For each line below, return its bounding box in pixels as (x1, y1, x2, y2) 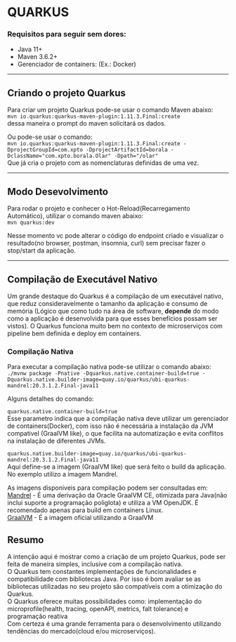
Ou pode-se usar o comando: (7, 133, 93, 141)
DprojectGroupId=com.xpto (7, 147, 83, 154)
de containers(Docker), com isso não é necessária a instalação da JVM (7, 422, 214, 430)
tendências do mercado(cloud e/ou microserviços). (7, 627, 156, 636)
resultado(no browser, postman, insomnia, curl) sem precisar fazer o (7, 239, 206, 248)
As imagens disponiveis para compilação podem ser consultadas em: (7, 483, 209, 492)
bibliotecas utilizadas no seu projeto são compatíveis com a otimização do (7, 582, 223, 591)
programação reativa (7, 612, 68, 621)
